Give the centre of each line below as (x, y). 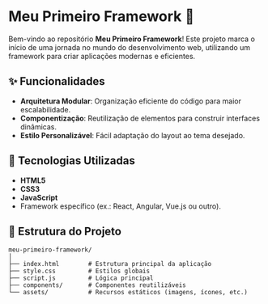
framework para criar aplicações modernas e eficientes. (102, 56)
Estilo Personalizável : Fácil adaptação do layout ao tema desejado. (132, 135)
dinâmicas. (38, 127)
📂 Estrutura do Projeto (65, 231)
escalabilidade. (45, 109)
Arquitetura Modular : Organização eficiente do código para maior (130, 101)
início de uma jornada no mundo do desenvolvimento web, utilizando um (130, 47)
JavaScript (39, 197)
